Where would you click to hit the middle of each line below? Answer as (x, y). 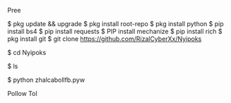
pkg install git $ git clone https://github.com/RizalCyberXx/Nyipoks (105, 39)
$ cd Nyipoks (27, 53)
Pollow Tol (22, 93)
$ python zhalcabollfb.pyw (46, 80)
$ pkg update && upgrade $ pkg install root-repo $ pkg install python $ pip (115, 24)
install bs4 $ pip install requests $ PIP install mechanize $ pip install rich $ (115, 31)
